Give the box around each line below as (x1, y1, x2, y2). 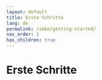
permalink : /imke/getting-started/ (6, 25, 97, 32)
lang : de (6, 20, 29, 26)
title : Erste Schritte (6, 15, 64, 21)
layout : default (6, 8, 47, 15)
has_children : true (6, 37, 56, 43)
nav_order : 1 (6, 32, 39, 38)
